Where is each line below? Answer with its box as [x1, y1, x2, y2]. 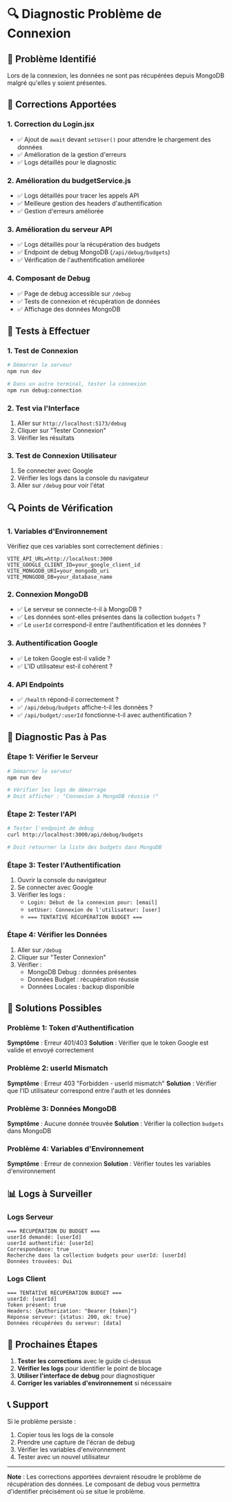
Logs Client [7, 1273, 46, 1283]
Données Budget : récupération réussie [27, 975, 139, 983]
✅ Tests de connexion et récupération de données [17, 297, 161, 305]
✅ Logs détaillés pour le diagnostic [17, 158, 117, 167]
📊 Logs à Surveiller [7, 1188, 93, 1199]
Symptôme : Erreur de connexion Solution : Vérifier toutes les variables [7, 1159, 211, 1168]
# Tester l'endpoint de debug [7, 825, 95, 832]
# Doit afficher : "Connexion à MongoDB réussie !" [7, 793, 159, 800]
